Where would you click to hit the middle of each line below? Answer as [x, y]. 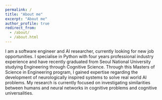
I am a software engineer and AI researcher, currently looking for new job [80, 51]
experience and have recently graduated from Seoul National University [78, 62]
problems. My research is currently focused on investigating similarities [78, 82]
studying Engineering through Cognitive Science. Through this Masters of [80, 67]
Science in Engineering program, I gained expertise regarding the [72, 72]
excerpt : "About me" [26, 19]
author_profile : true [27, 23]
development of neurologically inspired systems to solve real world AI [76, 77]
